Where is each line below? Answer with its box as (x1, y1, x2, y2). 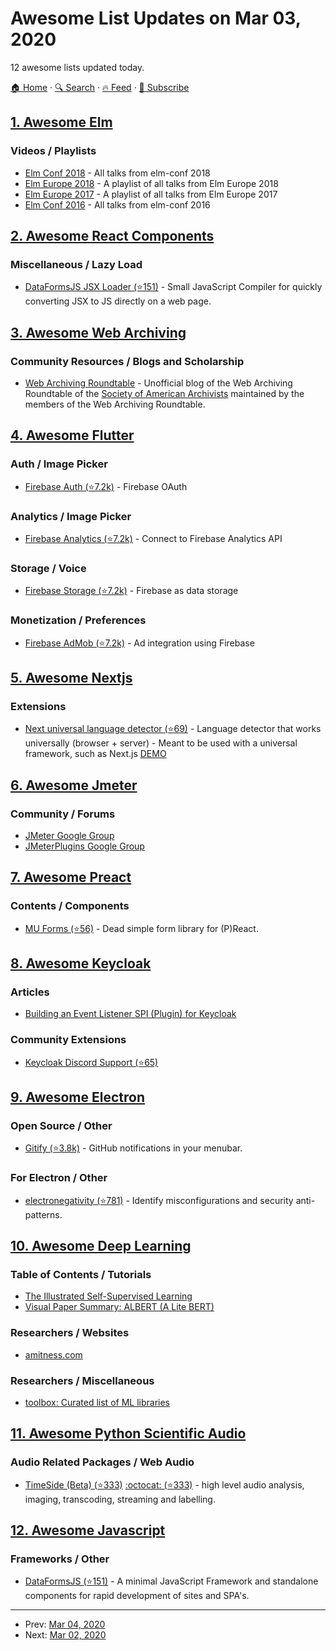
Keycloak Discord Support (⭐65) (24, 1056, 159, 1068)
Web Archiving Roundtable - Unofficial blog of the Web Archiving (24, 377, 293, 389)
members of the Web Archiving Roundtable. (24, 398, 206, 410)
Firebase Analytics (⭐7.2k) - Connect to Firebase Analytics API (24, 532, 283, 544)
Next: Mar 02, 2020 (24, 1629, 107, 1641)
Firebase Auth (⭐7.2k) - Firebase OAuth (24, 480, 188, 492)
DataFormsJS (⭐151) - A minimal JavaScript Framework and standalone (24, 1575, 319, 1587)
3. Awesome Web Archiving (10, 324, 187, 341)
